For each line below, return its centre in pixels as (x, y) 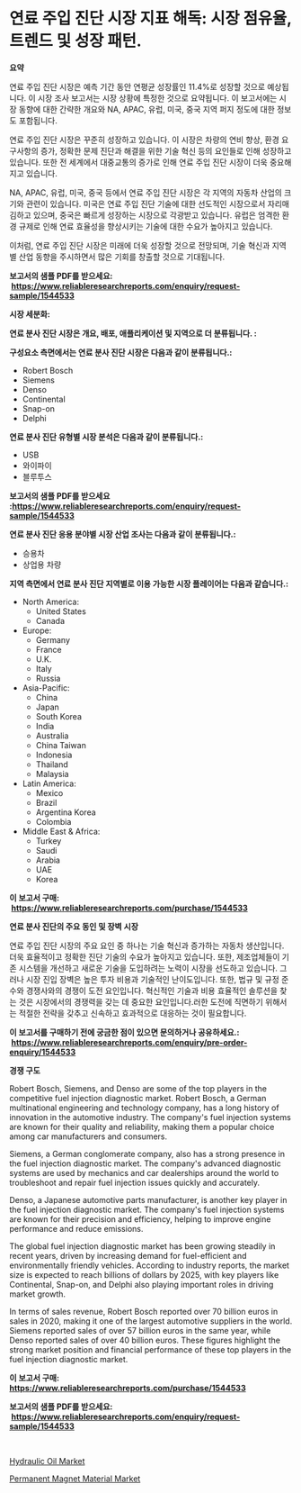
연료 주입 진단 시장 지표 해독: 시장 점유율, (150, 18)
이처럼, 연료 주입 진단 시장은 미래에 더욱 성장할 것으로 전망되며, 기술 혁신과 (140, 245)
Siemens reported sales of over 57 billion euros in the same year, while (140, 1330)
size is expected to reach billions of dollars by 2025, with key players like (144, 1274)
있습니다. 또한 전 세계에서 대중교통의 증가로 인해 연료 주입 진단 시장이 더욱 (138, 162)
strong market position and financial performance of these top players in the (150, 1349)
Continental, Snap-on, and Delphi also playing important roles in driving (142, 1284)
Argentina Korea (66, 812)
